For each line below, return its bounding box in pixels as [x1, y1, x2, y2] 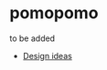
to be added [9, 33, 56, 44]
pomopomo [9, 3, 99, 24]
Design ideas [22, 50, 73, 61]
